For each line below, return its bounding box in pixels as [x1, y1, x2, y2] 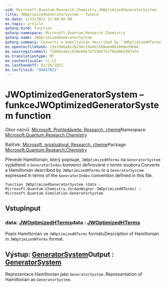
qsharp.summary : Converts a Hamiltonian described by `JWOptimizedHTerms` [5, 40, 164, 45]
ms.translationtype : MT [5, 53, 55, 59]
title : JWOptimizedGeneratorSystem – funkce [5, 12, 99, 17]
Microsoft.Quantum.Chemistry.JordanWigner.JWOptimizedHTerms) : [5, 186, 141, 191]
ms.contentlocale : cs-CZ [5, 58, 57, 63]
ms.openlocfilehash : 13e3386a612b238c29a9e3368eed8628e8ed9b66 [5, 44, 139, 49]
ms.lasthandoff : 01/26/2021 [5, 63, 64, 68]
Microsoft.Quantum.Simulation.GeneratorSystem [5, 190, 103, 196]
